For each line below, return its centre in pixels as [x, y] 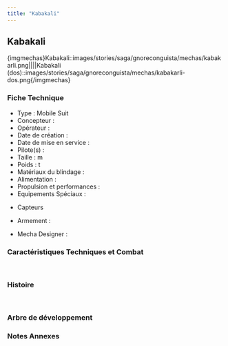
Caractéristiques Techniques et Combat [75, 251]
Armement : [34, 220]
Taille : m [30, 157]
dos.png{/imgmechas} [39, 80]
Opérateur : [33, 128]
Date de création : [42, 135]
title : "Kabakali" [33, 13]
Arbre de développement [50, 318]
